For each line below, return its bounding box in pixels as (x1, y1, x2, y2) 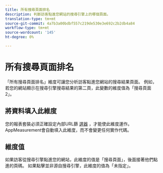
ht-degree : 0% (5, 35, 34, 40)
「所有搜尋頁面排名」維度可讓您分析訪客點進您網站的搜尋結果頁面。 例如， (5, 79, 157, 85)
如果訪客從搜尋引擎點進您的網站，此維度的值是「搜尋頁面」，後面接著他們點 (5, 157, 158, 163)
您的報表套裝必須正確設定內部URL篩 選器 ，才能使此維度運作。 (5, 121, 133, 127)
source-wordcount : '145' (5, 30, 56, 35)
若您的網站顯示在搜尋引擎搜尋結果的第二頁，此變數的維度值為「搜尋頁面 (5, 85, 151, 91)
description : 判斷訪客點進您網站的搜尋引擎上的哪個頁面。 (5, 12, 110, 17)
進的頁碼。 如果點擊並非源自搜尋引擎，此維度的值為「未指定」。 (5, 163, 134, 169)
